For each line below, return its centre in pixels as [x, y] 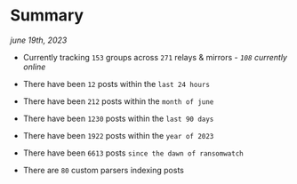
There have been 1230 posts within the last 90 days [118, 118]
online [34, 67]
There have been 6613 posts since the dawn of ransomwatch [133, 153]
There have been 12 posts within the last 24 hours [116, 84]
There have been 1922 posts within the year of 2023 [118, 135]
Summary [47, 16]
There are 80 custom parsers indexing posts [104, 170]
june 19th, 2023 [39, 40]
